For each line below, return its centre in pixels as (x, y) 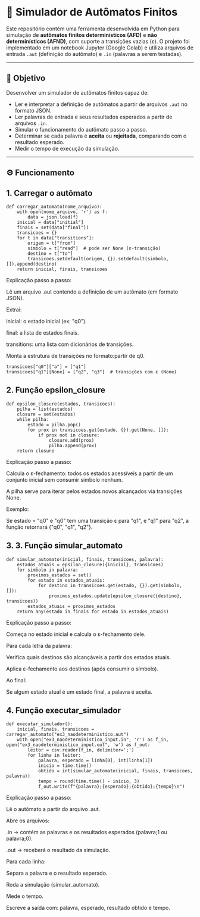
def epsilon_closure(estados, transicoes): (61, 404)
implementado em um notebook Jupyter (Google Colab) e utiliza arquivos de (100, 48)
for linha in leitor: (54, 756)
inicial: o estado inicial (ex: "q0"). (47, 321)
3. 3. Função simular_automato (65, 546)
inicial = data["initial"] (50, 222)
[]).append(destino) (32, 264)
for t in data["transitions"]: (56, 238)
